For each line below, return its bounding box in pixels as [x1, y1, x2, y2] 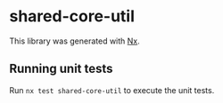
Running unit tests [9, 61, 113, 76]
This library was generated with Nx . [9, 36, 140, 46]
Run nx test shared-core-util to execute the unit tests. [9, 84, 215, 95]
